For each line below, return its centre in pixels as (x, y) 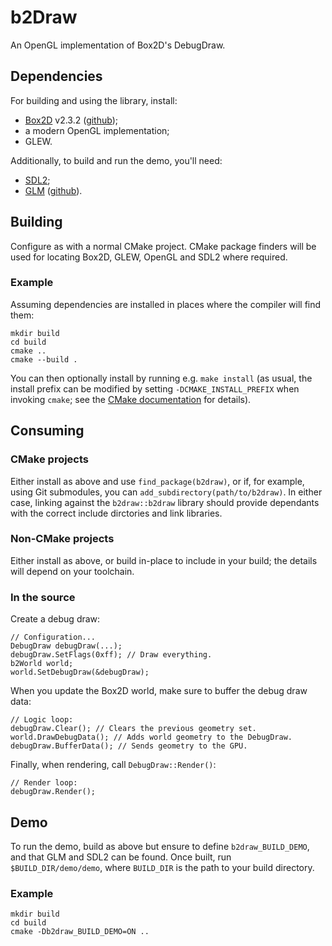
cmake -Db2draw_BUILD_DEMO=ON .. (80, 932)
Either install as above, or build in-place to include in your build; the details (164, 560)
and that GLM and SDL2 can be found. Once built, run (121, 857)
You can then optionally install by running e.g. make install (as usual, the (161, 378)
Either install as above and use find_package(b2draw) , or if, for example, (157, 481)
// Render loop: (44, 783)
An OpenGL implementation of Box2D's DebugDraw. (118, 45)
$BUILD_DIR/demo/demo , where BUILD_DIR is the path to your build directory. (162, 867)
